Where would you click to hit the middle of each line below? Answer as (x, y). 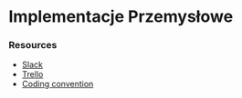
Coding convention (58, 84)
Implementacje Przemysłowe (121, 17)
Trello (32, 74)
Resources (33, 45)
